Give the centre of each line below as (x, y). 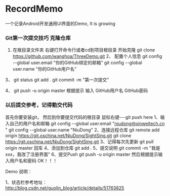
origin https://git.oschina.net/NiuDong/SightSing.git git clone (68, 136)
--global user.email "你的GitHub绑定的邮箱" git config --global (77, 63)
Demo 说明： (19, 171)
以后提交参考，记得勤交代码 (39, 105)
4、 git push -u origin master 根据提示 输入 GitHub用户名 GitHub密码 (77, 91)
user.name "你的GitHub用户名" (45, 69)
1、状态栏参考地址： (26, 182)
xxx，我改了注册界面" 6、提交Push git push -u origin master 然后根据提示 (82, 154)
